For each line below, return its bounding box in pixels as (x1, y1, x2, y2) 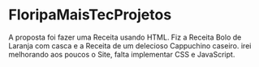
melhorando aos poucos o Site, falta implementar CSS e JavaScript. (8, 49, 235, 59)
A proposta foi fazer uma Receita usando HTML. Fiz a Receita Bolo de (8, 32, 242, 42)
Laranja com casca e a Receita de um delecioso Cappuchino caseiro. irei (8, 40, 252, 50)
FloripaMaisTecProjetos (8, 6, 172, 24)
